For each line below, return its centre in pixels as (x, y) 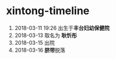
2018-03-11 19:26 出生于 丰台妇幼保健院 (62, 28)
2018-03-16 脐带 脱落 (40, 50)
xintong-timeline (48, 11)
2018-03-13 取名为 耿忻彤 (46, 35)
